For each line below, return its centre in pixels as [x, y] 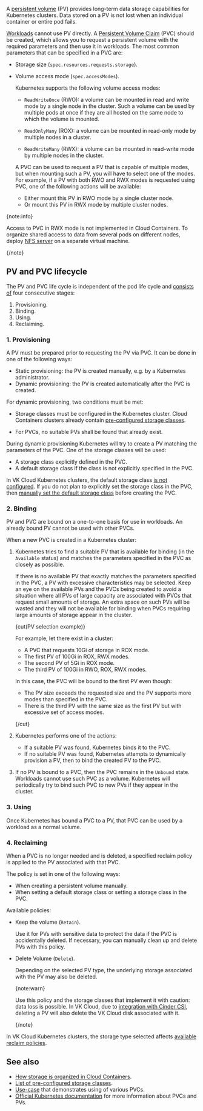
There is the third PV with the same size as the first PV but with [103, 706]
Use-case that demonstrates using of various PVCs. [80, 1089]
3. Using [19, 807]
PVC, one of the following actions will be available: [78, 186]
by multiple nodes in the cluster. [64, 155]
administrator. [32, 378]
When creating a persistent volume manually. [72, 886]
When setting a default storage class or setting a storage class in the [101, 892]
